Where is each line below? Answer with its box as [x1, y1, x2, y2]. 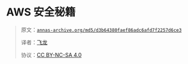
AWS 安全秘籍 [6, 5, 76, 19]
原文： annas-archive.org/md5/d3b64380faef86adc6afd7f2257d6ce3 [20, 26, 182, 33]
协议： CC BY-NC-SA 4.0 [20, 51, 82, 58]
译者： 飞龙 [20, 39, 48, 46]
